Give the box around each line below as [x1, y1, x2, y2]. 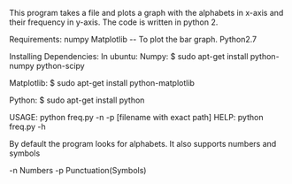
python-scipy [35, 61, 86, 71]
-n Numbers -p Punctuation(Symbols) [9, 165, 147, 175]
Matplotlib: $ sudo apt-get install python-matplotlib [9, 78, 195, 88]
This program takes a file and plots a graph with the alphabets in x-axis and [9, 8, 284, 18]
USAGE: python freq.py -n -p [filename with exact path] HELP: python [9, 112, 264, 122]
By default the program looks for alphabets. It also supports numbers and [9, 139, 277, 149]
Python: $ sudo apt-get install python [9, 95, 145, 105]
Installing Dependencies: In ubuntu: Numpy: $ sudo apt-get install [9, 51, 249, 61]
